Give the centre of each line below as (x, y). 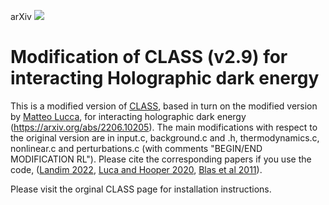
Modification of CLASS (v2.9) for (149, 57)
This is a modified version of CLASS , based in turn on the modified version (164, 106)
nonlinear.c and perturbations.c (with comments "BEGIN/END (136, 148)
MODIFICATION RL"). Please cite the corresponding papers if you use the (161, 159)
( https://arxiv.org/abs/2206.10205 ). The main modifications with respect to (164, 127)
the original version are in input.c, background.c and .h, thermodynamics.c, (165, 137)
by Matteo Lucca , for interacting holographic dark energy (128, 116)
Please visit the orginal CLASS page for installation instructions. (141, 189)
